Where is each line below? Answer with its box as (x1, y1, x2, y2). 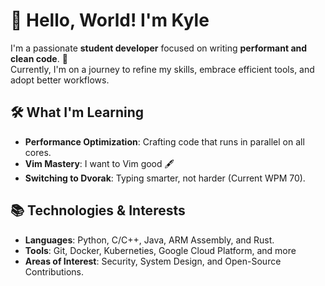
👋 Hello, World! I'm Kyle (10, 9, 210, 32)
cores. (24, 146, 52, 158)
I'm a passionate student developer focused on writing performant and (10, 42, 308, 54)
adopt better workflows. (10, 74, 110, 86)
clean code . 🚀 (10, 52, 68, 64)
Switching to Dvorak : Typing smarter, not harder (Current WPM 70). (24, 172, 306, 184)
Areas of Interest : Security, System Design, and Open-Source (24, 255, 282, 267)
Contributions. (24, 265, 84, 278)
